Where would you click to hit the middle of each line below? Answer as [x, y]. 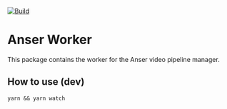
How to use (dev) [46, 82]
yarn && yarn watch [36, 98]
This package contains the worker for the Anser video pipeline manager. [113, 59]
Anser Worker [50, 40]
